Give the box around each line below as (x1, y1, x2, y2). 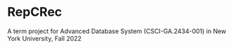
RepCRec (7, 4, 62, 20)
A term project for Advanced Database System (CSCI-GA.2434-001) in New (7, 27, 227, 35)
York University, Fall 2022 (7, 34, 82, 42)
